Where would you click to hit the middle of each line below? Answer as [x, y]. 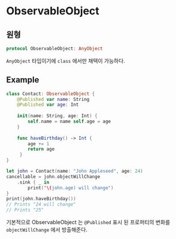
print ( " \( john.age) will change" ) [71, 188]
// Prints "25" [25, 210]
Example [23, 80]
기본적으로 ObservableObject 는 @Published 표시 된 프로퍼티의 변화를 [88, 222]
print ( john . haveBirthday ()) [41, 199]
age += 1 [39, 144]
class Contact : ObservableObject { [51, 94]
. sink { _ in [33, 182]
